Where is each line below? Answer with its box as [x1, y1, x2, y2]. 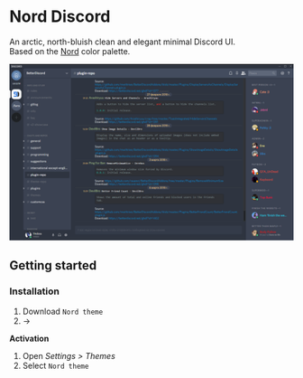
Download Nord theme [22, 306, 104, 317]
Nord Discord [9, 6, 111, 27]
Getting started [9, 258, 97, 273]
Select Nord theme [22, 360, 89, 371]
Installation [9, 285, 60, 298]
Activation [9, 333, 50, 344]
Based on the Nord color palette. [9, 45, 131, 56]
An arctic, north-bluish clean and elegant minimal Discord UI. [9, 36, 236, 47]
